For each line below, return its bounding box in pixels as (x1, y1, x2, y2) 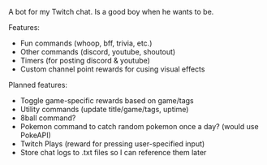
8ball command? (19, 113, 76, 123)
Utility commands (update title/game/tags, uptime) (19, 105, 189, 114)
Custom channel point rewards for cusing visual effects (19, 64, 205, 74)
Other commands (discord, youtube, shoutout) (19, 47, 176, 56)
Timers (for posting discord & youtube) (19, 56, 150, 65)
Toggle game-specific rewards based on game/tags (19, 96, 194, 105)
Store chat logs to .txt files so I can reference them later (19, 148, 207, 157)
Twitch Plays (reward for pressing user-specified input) (19, 139, 205, 149)
